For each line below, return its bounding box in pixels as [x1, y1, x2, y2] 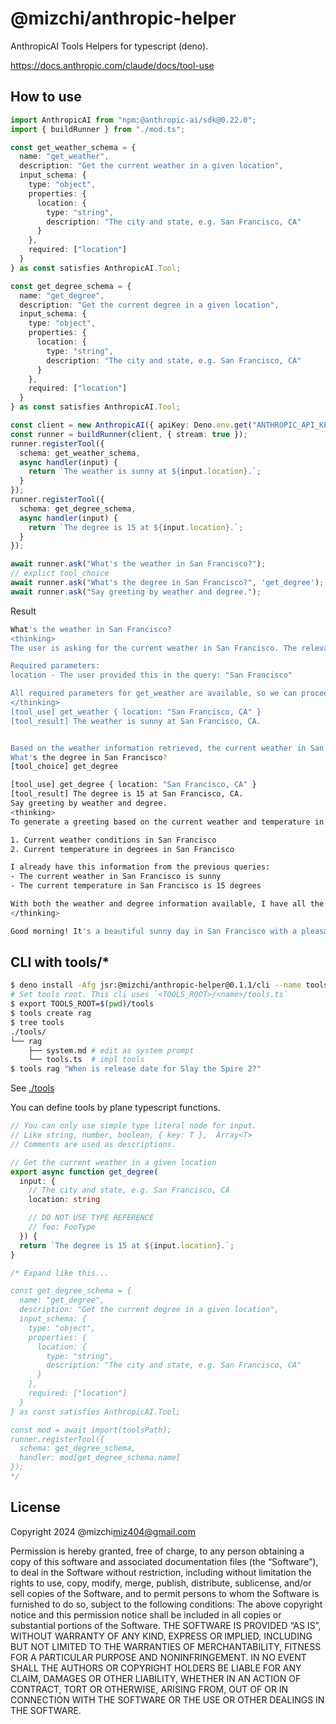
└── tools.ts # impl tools [28, 1055, 145, 1065]
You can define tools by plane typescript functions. [10, 1102, 221, 1114]
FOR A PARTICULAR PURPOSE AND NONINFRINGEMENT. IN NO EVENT [10, 1651, 307, 1663]
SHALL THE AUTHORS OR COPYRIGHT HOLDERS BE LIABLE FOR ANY [10, 1662, 302, 1674]
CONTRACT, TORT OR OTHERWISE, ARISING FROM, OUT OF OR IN [10, 1683, 289, 1695]
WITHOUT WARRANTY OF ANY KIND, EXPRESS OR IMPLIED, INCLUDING [10, 1630, 313, 1642]
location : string [28, 1195, 101, 1205]
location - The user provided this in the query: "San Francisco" [10, 670, 293, 681]
